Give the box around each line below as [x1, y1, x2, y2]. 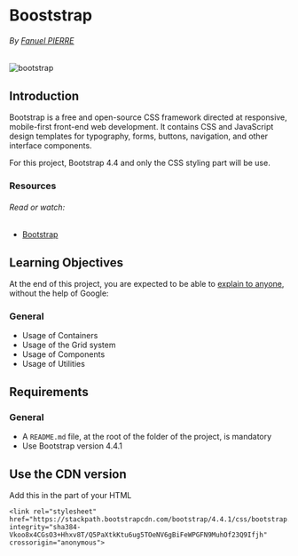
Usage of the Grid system [21, 339, 116, 351]
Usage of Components [21, 349, 106, 360]
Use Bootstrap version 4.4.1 [21, 441, 122, 451]
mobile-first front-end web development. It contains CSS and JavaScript [9, 122, 274, 132]
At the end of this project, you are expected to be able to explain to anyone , [9, 279, 285, 290]
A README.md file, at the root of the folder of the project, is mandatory [21, 432, 272, 442]
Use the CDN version [9, 466, 127, 481]
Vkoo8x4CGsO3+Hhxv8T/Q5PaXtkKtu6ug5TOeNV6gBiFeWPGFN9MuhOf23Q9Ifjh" [9, 530, 268, 539]
